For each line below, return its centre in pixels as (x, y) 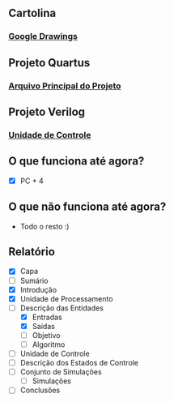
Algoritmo (49, 344)
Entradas (47, 317)
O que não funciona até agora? (87, 207)
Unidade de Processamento (66, 298)
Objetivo (46, 335)
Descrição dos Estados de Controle (79, 363)
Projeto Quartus (49, 63)
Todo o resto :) (45, 226)
